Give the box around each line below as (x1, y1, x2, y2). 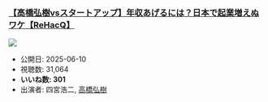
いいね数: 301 (19, 74, 67, 84)
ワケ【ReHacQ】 (8, 19, 75, 30)
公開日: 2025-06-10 (19, 54, 87, 64)
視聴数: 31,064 (19, 65, 69, 74)
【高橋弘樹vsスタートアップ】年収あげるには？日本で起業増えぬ (8, 6, 260, 18)
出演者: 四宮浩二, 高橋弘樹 (19, 85, 107, 95)
